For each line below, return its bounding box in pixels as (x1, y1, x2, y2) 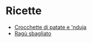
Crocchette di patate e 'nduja (14, 24, 87, 31)
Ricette (5, 4, 42, 18)
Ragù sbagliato (14, 29, 52, 37)
